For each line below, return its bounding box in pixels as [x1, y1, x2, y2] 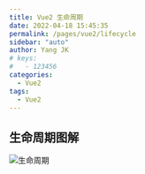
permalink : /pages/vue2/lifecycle [9, 29, 137, 38]
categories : [9, 71, 53, 79]
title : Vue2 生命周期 [9, 12, 84, 22]
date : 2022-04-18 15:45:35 [9, 21, 109, 30]
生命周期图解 [9, 130, 80, 145]
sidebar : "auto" [9, 37, 69, 47]
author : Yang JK [9, 46, 69, 55]
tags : [9, 87, 29, 95]
